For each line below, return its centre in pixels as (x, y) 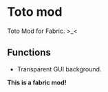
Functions (29, 53)
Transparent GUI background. (59, 69)
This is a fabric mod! (37, 82)
